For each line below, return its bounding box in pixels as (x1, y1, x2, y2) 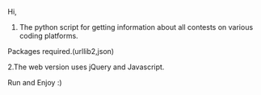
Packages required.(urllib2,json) (7, 47, 115, 56)
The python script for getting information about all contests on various (19, 23, 254, 31)
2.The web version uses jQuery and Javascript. (7, 62, 165, 72)
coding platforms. (19, 31, 78, 40)
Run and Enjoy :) (7, 78, 62, 87)
